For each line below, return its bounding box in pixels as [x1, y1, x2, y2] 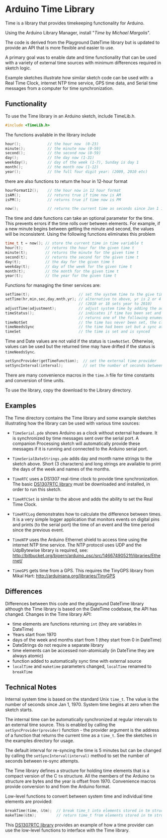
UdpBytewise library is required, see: [12, 547, 88, 553]
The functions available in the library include [5, 131, 96, 138]
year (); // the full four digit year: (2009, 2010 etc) [5, 169, 148, 174]
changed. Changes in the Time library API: [5, 611, 92, 617]
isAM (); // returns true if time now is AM [5, 192, 121, 198]
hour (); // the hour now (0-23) [5, 141, 99, 146]
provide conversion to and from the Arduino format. [5, 784, 111, 790]
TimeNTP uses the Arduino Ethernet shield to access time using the [12, 536, 148, 542]
